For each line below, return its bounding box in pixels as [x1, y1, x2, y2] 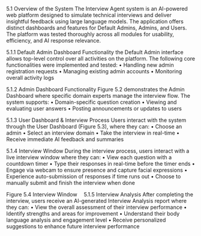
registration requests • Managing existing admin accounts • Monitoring [6, 68, 182, 74]
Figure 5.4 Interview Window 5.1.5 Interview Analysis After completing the [6, 191, 194, 198]
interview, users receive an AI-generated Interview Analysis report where [6, 198, 187, 204]
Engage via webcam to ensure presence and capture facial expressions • [6, 166, 188, 174]
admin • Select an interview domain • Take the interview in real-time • [6, 129, 180, 136]
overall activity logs [6, 74, 55, 81]
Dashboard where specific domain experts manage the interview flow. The [6, 92, 191, 99]
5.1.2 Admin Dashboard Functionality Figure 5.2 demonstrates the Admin [6, 86, 185, 92]
